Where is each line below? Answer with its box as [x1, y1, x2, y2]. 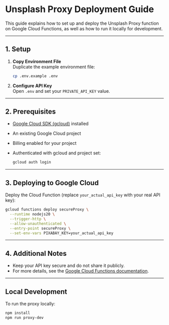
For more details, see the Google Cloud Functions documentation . [12, 268, 149, 274]
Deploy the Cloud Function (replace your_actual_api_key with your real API [5, 192, 161, 198]
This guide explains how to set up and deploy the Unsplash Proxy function [5, 20, 159, 26]
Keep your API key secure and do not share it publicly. [12, 262, 125, 268]
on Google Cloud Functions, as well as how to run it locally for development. [5, 25, 163, 31]
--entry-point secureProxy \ [10, 226, 71, 231]
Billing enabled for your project [12, 140, 77, 146]
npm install [5, 310, 30, 315]
